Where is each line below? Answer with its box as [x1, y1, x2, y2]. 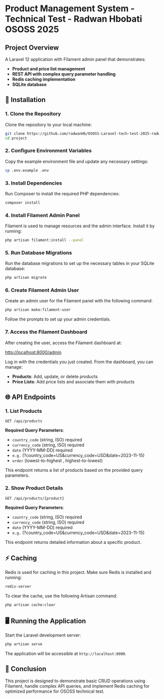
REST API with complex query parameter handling [12, 71, 116, 77]
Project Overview [5, 43, 59, 52]
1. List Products [5, 407, 42, 414]
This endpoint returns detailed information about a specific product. [5, 539, 142, 545]
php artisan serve [5, 642, 42, 646]
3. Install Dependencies [5, 180, 62, 187]
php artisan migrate [5, 275, 47, 280]
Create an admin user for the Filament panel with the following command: [5, 298, 153, 304]
